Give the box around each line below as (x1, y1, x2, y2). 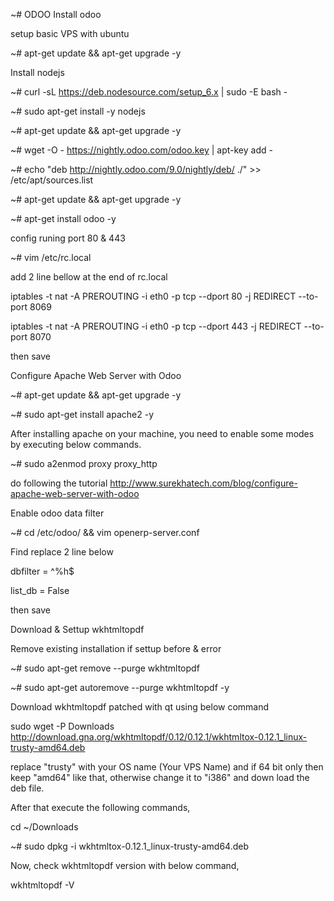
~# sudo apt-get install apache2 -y (10, 409, 155, 420)
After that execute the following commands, (10, 802, 191, 813)
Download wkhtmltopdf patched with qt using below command (10, 701, 270, 713)
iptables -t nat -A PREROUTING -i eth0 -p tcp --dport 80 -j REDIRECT (10, 290, 297, 302)
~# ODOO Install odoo (10, 9, 102, 20)
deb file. (10, 782, 45, 794)
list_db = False (10, 585, 70, 596)
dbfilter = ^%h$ (10, 565, 75, 577)
